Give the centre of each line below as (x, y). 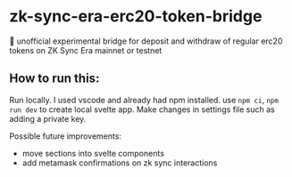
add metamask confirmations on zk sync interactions (120, 163)
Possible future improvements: (66, 136)
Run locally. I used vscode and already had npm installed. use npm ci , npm (144, 100)
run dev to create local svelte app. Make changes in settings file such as (142, 109)
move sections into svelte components (93, 153)
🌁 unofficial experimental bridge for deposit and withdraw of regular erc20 (146, 41)
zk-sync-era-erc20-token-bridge (136, 16)
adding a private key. (48, 118)
